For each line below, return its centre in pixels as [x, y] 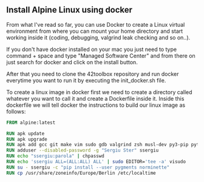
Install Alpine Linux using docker [69, 10]
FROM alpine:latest [31, 123]
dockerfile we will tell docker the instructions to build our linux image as [96, 105]
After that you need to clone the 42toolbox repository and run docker [93, 74]
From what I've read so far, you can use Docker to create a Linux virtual [96, 24]
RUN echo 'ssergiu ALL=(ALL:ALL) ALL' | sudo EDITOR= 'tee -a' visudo [96, 162]
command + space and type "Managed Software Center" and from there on [101, 56]
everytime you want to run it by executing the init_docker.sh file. [86, 80]
